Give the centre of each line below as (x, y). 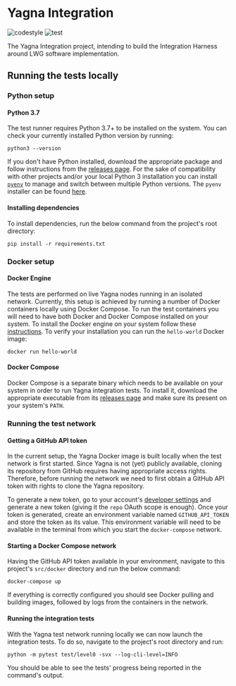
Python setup (31, 96)
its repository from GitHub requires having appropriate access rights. (107, 471)
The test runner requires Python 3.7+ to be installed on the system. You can (117, 128)
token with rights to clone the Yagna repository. (76, 486)
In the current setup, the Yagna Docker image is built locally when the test (114, 456)
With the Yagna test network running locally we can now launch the (105, 634)
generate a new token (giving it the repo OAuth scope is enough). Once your (118, 507)
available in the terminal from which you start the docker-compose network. (115, 530)
